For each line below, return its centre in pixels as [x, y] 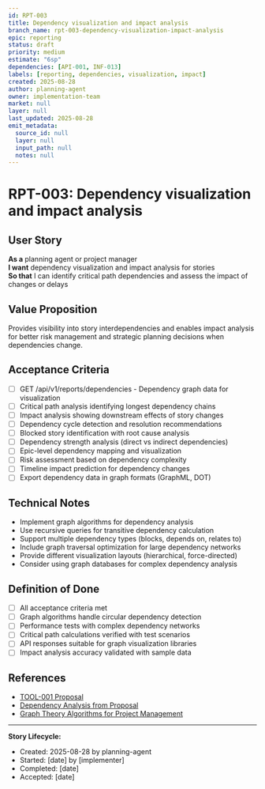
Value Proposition [53, 309]
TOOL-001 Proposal [52, 697]
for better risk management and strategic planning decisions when [116, 337]
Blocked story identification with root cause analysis [105, 433]
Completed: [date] [49, 768]
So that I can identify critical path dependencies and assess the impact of [128, 276]
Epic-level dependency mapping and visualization [101, 451]
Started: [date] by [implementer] [72, 761]
